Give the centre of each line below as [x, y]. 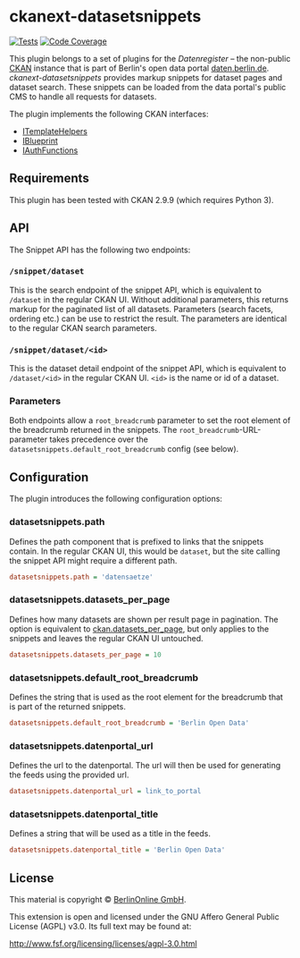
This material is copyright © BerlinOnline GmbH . [98, 899]
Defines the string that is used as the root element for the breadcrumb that [146, 697]
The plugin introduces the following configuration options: [116, 499]
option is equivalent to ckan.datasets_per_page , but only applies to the [139, 629]
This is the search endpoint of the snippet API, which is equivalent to [135, 290]
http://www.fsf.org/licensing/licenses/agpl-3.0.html [104, 943]
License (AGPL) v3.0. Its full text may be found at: [100, 926]
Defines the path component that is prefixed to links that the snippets [137, 541]
